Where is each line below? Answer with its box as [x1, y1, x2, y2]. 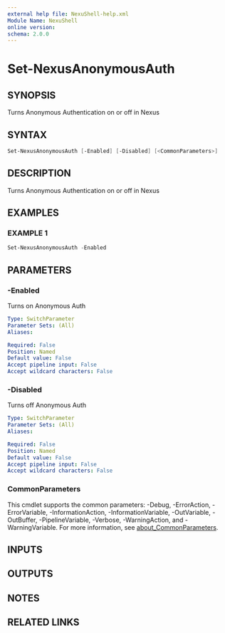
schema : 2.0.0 [7, 30, 50, 38]
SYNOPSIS [7, 89, 56, 101]
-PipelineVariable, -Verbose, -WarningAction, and [38, 516, 184, 524]
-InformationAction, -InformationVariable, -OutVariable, [49, 508, 211, 516]
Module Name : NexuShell [7, 17, 78, 24]
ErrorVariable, [7, 508, 48, 516]
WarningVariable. [7, 523, 58, 531]
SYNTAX [7, 129, 48, 141]
